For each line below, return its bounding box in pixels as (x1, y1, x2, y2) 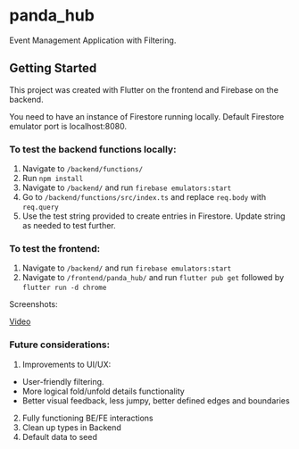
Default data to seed (21, 431, 98, 442)
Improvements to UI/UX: (21, 359, 112, 370)
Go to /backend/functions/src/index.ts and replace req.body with (21, 192, 266, 203)
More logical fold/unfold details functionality (21, 386, 185, 396)
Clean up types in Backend (21, 421, 122, 433)
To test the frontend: (9, 242, 101, 254)
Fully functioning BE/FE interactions (21, 412, 154, 423)
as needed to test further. (21, 220, 116, 231)
